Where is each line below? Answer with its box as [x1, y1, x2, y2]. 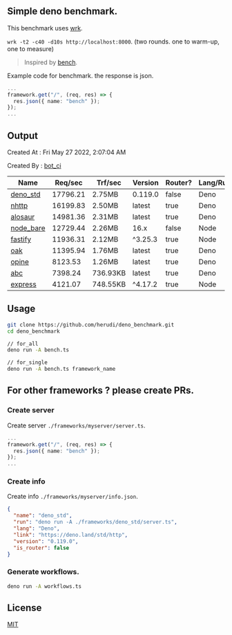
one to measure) [7, 44, 54, 53]
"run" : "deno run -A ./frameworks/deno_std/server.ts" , [13, 519, 177, 526]
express [10, 279, 37, 289]
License [7, 602, 42, 614]
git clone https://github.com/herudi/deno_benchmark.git [7, 321, 175, 328]
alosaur [10, 212, 35, 221]
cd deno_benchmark [7, 328, 60, 335]
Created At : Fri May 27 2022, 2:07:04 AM [7, 148, 126, 156]
